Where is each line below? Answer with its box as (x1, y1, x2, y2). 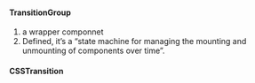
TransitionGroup (9, 7, 71, 18)
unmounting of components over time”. (21, 45, 165, 57)
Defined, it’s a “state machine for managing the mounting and (21, 36, 247, 47)
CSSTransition (9, 65, 64, 76)
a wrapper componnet (21, 26, 104, 37)
